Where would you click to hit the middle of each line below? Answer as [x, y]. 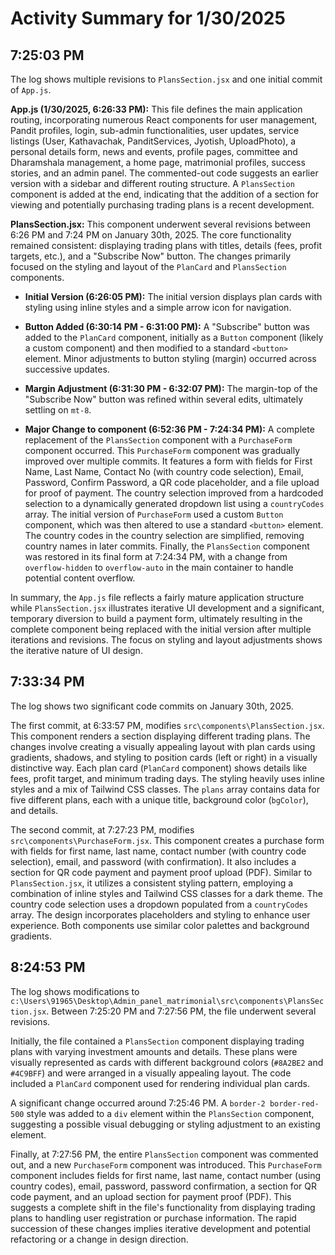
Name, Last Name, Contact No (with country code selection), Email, [164, 471]
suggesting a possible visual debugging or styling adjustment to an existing [165, 1124]
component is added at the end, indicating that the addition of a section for [164, 194]
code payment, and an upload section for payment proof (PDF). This [151, 1196]
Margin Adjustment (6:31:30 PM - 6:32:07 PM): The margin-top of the [171, 388]
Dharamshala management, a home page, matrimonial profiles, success [158, 162]
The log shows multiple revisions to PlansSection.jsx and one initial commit [166, 79]
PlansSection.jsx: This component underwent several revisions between [161, 224]
